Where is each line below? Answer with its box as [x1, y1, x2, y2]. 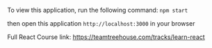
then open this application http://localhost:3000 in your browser [7, 19, 195, 27]
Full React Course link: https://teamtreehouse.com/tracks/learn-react [7, 33, 205, 41]
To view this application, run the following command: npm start [7, 6, 188, 14]
